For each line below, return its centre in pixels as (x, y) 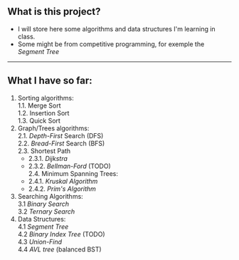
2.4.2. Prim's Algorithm (62, 189)
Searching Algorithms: (50, 196)
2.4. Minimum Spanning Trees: (73, 173)
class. (26, 36)
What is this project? (54, 12)
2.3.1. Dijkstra (48, 158)
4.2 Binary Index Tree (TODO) (61, 234)
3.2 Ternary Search (46, 211)
